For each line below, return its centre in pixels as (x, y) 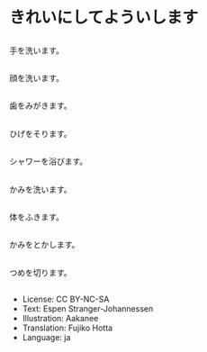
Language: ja (46, 338)
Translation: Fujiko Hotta (67, 328)
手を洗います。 (37, 50)
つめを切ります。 (40, 272)
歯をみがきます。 (40, 106)
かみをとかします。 (45, 245)
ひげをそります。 (40, 133)
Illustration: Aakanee (60, 319)
